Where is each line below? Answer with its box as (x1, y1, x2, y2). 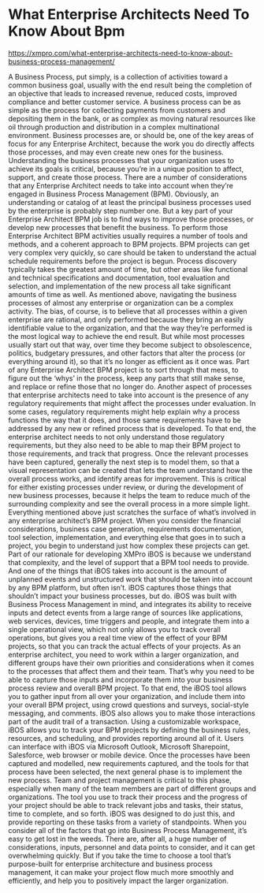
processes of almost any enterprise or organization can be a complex (8, 298, 234, 307)
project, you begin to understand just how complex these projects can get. (8, 541, 251, 550)
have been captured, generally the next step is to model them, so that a (8, 457, 240, 467)
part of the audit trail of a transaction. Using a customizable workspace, (8, 716, 241, 726)
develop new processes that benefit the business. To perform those (8, 222, 229, 232)
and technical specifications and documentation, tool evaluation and (8, 273, 230, 282)
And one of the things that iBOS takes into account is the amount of (8, 566, 227, 575)
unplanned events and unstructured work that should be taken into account (8, 574, 253, 584)
